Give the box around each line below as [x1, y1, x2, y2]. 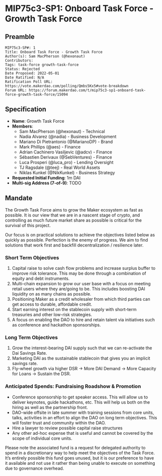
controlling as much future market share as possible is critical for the [5, 217, 142, 223]
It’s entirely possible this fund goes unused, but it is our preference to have [5, 455, 154, 461]
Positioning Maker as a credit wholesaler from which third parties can [12, 296, 151, 302]
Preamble [5, 33, 35, 41]
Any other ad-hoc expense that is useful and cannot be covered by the [12, 430, 153, 436]
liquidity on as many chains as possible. [12, 291, 91, 296]
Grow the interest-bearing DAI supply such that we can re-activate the [12, 345, 152, 351]
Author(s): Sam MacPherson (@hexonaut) [5, 54, 86, 59]
